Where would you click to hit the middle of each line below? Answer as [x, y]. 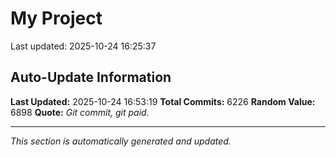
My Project [56, 18]
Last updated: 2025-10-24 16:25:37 [83, 46]
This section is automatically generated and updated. [121, 141]
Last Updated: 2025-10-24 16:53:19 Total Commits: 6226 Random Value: [163, 101]
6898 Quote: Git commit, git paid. [80, 112]
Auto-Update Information [91, 77]
